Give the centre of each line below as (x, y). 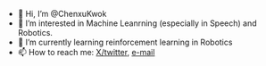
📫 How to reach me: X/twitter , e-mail (86, 52)
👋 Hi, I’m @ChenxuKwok (62, 14)
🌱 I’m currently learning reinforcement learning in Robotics (125, 42)
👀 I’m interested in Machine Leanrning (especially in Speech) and (137, 23)
